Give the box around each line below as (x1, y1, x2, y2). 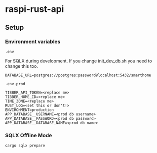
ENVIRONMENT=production (5, 107, 54, 112)
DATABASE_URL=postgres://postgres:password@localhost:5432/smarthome (5, 73, 152, 78)
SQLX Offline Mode (5, 132, 52, 139)
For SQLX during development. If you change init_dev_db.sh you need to (5, 58, 152, 64)
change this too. (5, 63, 38, 69)
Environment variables (5, 38, 61, 45)
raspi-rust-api (5, 3, 64, 15)
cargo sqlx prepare (5, 143, 45, 148)
